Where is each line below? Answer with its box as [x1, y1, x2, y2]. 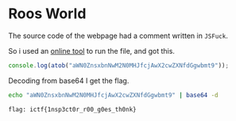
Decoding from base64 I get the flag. [8, 76, 130, 85]
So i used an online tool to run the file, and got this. [8, 46, 175, 55]
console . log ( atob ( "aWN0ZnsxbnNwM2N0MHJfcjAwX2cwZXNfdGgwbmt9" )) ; [8, 61, 229, 70]
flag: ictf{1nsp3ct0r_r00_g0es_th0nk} [8, 105, 137, 113]
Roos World [8, 5, 87, 23]
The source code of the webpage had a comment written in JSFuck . [8, 31, 228, 40]
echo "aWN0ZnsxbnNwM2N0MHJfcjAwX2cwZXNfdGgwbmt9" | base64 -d [8, 91, 219, 99]
